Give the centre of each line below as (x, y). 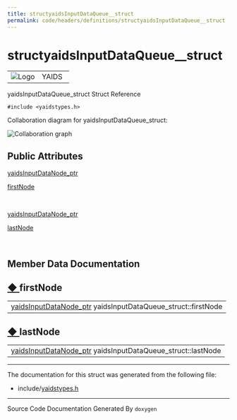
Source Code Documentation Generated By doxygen (82, 409)
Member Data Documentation (74, 264)
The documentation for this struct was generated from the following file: (112, 375)
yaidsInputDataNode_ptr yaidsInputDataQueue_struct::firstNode (117, 306)
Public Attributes (45, 156)
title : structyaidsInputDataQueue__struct (71, 14)
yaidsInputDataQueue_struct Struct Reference (74, 94)
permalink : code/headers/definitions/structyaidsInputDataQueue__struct (116, 20)
